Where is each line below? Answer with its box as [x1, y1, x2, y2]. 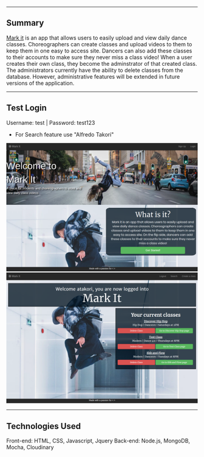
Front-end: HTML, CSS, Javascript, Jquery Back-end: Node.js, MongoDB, [6, 437, 190, 445]
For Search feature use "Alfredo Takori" [15, 130, 114, 138]
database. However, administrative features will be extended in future [6, 73, 180, 80]
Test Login [6, 103, 47, 113]
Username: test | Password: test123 [6, 119, 95, 126]
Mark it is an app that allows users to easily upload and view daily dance [6, 34, 187, 41]
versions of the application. [6, 79, 75, 87]
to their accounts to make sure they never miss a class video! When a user [6, 53, 192, 61]
